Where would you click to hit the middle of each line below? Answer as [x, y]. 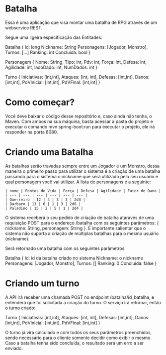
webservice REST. [24, 27]
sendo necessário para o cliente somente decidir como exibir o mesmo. [79, 338]
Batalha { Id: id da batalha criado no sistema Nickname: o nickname [74, 258]
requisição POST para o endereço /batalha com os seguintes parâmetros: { [82, 223]
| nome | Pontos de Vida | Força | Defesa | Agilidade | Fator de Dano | [83, 191]
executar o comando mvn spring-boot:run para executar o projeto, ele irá [80, 126]
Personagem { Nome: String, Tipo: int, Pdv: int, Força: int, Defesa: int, [76, 62]
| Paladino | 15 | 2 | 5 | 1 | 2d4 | [44, 208]
